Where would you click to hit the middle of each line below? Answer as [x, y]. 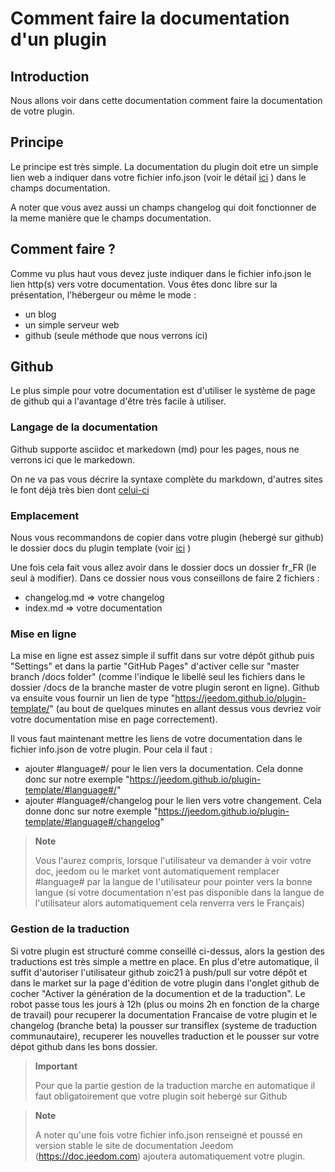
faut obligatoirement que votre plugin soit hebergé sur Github [161, 1096]
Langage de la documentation [84, 427]
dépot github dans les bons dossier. [84, 1046]
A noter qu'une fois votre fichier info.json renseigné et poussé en [168, 1134]
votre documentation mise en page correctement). [114, 719]
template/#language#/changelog [92, 822]
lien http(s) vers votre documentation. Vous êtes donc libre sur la [144, 284]
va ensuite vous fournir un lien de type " [93, 698]
